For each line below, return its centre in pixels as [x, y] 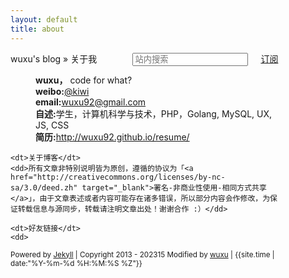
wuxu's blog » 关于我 [54, 58]
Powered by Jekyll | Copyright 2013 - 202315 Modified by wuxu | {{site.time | [142, 254]
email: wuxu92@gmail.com [91, 102]
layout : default [44, 19]
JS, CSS [52, 125]
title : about [37, 29]
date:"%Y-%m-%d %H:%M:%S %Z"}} [76, 263]
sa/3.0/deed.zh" [44, 187]
